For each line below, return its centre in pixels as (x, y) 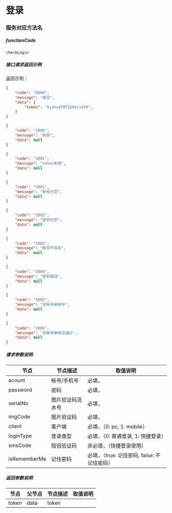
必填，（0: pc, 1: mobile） (118, 427)
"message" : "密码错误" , (39, 276)
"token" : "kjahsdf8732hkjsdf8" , (59, 107)
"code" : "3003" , (32, 243)
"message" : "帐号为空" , (39, 192)
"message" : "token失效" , (41, 164)
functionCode (21, 40)
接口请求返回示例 (24, 64)
